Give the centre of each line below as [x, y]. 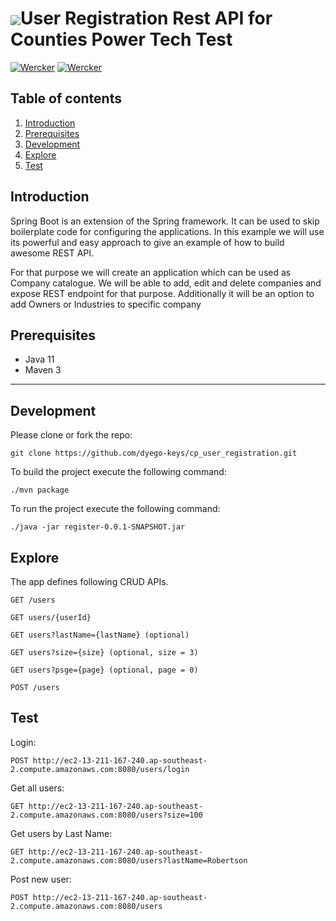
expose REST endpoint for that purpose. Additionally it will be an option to [162, 293]
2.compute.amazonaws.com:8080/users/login [100, 769]
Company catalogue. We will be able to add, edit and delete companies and [166, 283]
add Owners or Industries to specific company [106, 304]
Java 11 [39, 359]
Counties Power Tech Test [121, 39]
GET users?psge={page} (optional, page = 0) [104, 670]
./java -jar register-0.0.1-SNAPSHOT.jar [98, 527]
